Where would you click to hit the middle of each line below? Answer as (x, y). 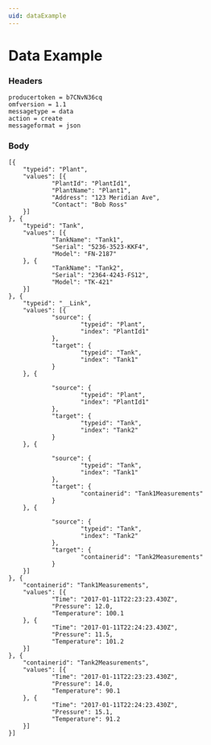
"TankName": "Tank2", (88, 268)
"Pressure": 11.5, (82, 635)
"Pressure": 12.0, (82, 606)
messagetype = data (41, 112)
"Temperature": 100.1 (88, 614)
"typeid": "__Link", (57, 304)
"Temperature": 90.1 (86, 691)
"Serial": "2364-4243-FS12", (100, 275)
